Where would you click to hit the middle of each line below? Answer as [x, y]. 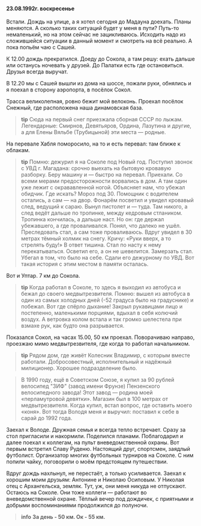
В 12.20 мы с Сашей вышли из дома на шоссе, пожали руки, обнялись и [99, 84]
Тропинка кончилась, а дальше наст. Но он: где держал [92, 219]
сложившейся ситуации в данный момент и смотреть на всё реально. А [99, 41]
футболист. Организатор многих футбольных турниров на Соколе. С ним [100, 455]
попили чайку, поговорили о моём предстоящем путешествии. [87, 462]
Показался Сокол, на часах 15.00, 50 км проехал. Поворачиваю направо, [100, 337]
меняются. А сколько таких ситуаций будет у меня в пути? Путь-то [93, 28]
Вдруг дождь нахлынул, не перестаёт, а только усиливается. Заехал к [96, 473]
